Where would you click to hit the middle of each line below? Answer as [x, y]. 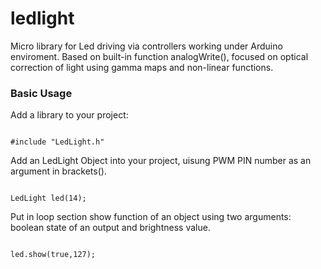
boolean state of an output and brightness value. [110, 228]
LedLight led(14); [48, 198]
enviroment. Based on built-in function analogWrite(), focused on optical [159, 56]
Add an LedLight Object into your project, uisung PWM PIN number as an [161, 161]
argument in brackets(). [58, 171]
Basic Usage [41, 93]
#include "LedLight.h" [57, 142]
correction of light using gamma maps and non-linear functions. [142, 67]
